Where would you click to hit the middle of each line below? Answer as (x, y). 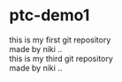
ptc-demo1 (50, 15)
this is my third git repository (61, 58)
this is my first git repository (60, 40)
